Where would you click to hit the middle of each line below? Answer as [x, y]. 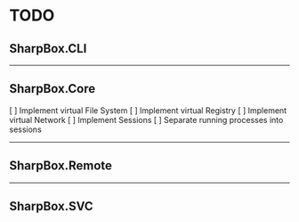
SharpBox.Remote [61, 166]
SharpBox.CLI [48, 49]
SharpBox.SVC [51, 206]
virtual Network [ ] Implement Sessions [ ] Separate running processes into [146, 119]
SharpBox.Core [53, 89]
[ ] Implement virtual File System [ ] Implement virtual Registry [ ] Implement [148, 110]
